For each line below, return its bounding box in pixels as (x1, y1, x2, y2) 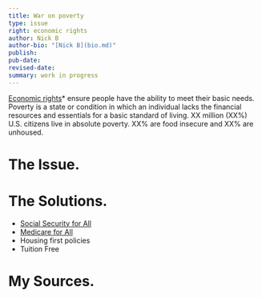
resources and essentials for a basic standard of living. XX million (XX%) (8, 110, 248, 120)
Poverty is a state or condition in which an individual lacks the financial (8, 102, 242, 111)
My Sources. (8, 272, 95, 290)
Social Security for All (19, 218, 92, 228)
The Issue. (8, 155, 80, 173)
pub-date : (8, 57, 42, 65)
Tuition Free (19, 244, 60, 253)
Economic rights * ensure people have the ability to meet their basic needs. (8, 93, 255, 103)
